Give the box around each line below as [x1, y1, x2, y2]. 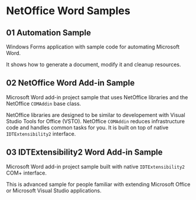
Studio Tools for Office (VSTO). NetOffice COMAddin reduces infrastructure [6, 117, 185, 124]
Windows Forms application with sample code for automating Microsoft [6, 43, 180, 50]
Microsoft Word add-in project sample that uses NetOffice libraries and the [6, 93, 188, 101]
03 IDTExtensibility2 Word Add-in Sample [6, 147, 163, 158]
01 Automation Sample [6, 28, 92, 38]
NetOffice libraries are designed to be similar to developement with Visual [6, 111, 185, 119]
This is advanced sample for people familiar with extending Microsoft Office [6, 181, 191, 188]
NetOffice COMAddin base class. [6, 100, 81, 107]
